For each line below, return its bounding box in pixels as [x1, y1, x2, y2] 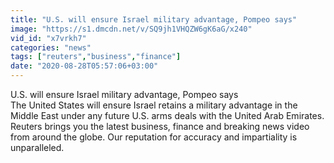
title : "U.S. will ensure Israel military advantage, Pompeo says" [10, 14, 298, 25]
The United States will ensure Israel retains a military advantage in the [10, 99, 298, 111]
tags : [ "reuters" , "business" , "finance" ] [10, 52, 182, 62]
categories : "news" [10, 42, 92, 53]
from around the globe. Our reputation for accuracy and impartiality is [10, 131, 298, 143]
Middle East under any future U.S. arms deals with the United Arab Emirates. [10, 110, 325, 121]
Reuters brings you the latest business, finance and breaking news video [10, 121, 310, 132]
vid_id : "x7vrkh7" [10, 33, 87, 43]
